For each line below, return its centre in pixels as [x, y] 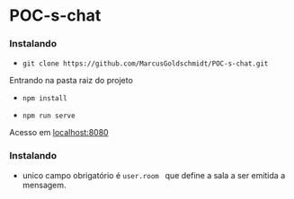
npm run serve [49, 116]
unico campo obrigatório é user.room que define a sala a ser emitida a [154, 175]
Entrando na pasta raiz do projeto [71, 81]
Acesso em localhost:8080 [59, 133]
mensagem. [44, 185]
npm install [45, 99]
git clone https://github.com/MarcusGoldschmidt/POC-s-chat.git [145, 64]
